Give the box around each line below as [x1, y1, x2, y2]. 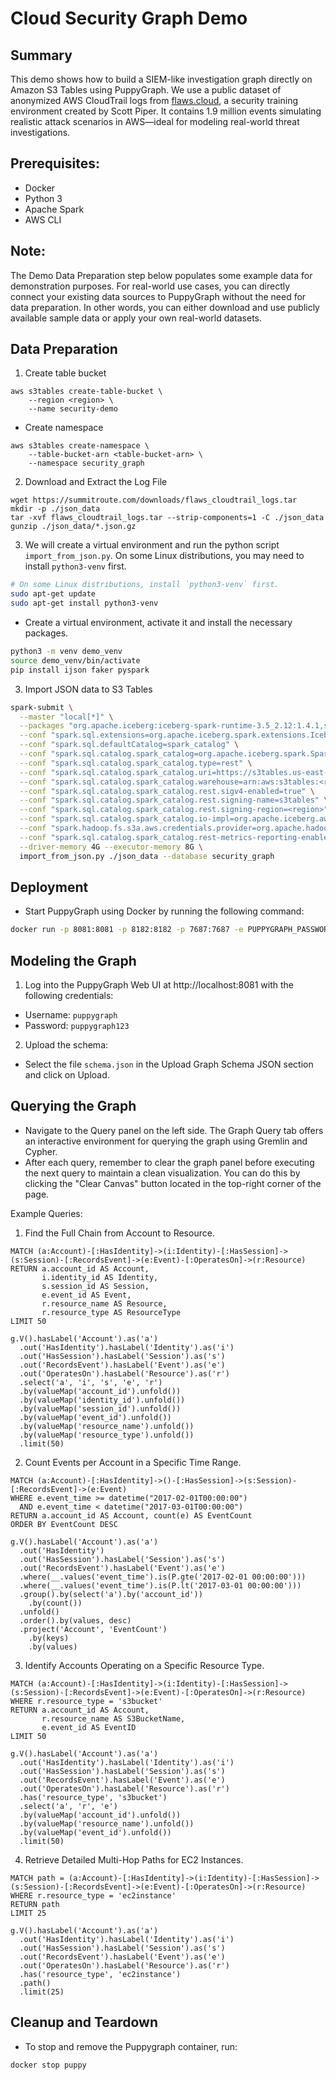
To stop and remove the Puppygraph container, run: [24, 2040, 238, 2052]
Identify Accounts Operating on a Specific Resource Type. [24, 1659, 265, 1671]
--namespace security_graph [28, 458, 145, 469]
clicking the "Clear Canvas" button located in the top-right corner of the [24, 1177, 322, 1189]
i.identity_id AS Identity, [41, 1272, 159, 1282]
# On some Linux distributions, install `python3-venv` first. [10, 580, 280, 590]
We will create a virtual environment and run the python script [24, 539, 280, 551]
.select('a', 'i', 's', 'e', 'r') [19, 1377, 163, 1387]
